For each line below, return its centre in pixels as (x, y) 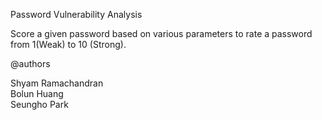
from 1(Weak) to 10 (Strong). (68, 44)
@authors (30, 63)
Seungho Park (39, 104)
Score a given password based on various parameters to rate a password (161, 33)
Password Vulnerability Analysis (76, 14)
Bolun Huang (37, 93)
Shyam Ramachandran (57, 83)
